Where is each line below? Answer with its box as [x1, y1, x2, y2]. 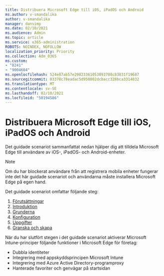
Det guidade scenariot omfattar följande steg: [5, 189, 99, 195]
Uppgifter [12, 220, 32, 226]
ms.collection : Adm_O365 [5, 53, 57, 59]
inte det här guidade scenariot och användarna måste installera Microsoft [5, 174, 156, 180]
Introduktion [12, 204, 38, 210]
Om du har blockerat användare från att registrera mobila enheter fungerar [5, 168, 159, 174]
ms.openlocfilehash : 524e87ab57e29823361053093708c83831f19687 [5, 72, 140, 77]
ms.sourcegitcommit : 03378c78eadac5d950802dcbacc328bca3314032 [5, 77, 140, 82]
